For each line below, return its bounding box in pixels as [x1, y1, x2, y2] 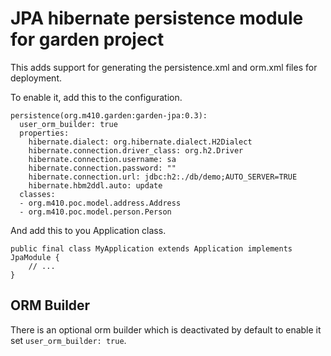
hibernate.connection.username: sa [28, 154, 177, 164]
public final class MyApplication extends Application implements [10, 243, 293, 254]
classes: [19, 189, 56, 199]
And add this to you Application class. [10, 224, 167, 236]
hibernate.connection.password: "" [28, 163, 177, 173]
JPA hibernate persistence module [10, 7, 304, 30]
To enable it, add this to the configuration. [10, 91, 183, 103]
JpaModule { [10, 252, 60, 262]
